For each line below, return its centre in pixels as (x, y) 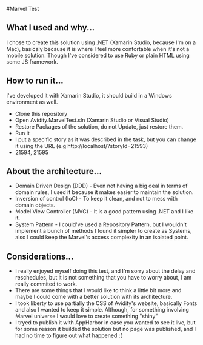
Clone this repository (41, 113)
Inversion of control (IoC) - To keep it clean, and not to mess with (96, 199)
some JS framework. (32, 62)
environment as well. (32, 102)
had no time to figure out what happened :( (68, 335)
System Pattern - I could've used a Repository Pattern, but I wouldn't (101, 224)
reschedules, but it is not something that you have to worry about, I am (103, 278)
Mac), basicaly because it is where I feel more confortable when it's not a (98, 49)
